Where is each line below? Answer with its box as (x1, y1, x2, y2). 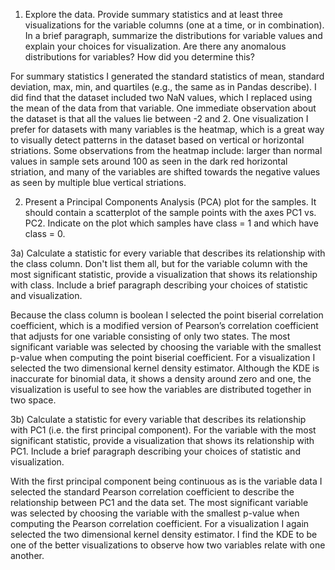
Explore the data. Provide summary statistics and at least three (24, 9, 283, 20)
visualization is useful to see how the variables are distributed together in (10, 384, 312, 395)
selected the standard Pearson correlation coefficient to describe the (10, 486, 295, 498)
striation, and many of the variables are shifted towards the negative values (10, 166, 321, 178)
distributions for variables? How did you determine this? (24, 51, 255, 63)
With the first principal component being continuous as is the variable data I (10, 475, 323, 487)
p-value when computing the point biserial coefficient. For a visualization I (10, 352, 316, 363)
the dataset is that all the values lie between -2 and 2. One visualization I (10, 113, 309, 124)
